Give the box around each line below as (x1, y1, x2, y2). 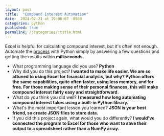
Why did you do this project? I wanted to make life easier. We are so (12, 68, 151, 74)
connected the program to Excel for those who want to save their (12, 120, 147, 126)
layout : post (5, 7, 32, 12)
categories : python (5, 21, 45, 26)
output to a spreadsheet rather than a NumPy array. (12, 126, 119, 131)
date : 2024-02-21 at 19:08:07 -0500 (5, 16, 82, 21)
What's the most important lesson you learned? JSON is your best (12, 105, 146, 111)
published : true (5, 25, 38, 30)
